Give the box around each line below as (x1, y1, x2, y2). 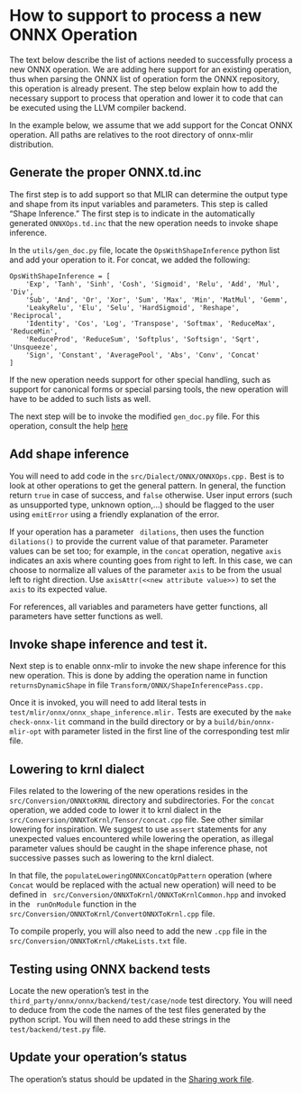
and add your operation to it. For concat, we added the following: (9, 254, 251, 265)
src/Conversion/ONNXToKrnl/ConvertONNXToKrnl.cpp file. (9, 908, 215, 919)
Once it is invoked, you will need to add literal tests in (9, 697, 207, 708)
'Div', (9, 287, 34, 296)
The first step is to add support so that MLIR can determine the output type (9, 188, 288, 199)
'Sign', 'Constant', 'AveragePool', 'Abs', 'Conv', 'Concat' (25, 351, 260, 360)
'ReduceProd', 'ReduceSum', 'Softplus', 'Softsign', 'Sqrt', (25, 334, 260, 343)
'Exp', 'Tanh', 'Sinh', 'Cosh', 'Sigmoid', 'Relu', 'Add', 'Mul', (25, 279, 280, 288)
